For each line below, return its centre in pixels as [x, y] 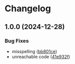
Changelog [28, 9]
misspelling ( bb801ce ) [35, 51]
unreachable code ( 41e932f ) [41, 57]
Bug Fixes [17, 41]
